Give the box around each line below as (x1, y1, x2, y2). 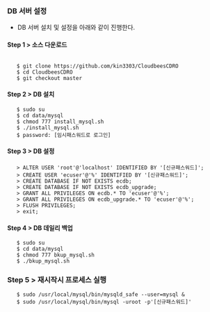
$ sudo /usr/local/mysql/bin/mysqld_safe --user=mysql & (16, 291, 186, 298)
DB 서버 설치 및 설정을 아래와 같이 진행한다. (17, 23, 136, 32)
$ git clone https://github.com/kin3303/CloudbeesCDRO (16, 63, 179, 69)
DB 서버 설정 (7, 6, 47, 15)
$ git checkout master (16, 74, 82, 81)
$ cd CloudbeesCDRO (16, 68, 73, 76)
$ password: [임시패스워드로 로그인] (16, 131, 111, 138)
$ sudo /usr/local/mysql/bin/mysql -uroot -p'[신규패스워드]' (16, 299, 192, 306)
